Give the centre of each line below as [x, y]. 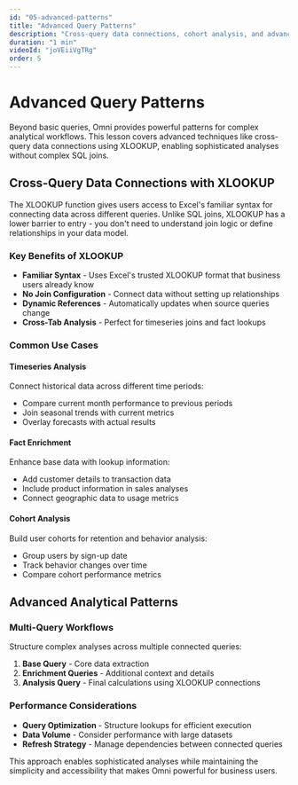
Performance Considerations [73, 706]
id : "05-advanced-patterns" [61, 17]
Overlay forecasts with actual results [89, 422]
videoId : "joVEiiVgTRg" [53, 51]
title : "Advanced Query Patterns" [73, 26]
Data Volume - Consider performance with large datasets [127, 734]
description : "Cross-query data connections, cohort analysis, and [137, 34]
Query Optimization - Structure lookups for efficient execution [137, 725]
